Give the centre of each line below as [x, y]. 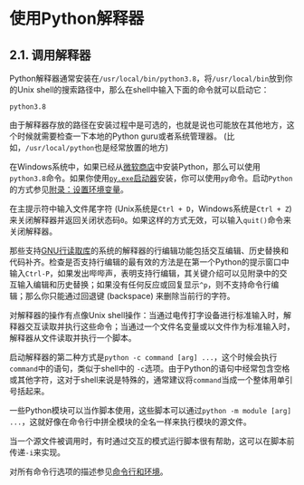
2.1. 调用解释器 [50, 55]
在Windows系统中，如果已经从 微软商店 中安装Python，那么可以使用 [135, 167]
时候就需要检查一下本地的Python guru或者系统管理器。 [119, 136]
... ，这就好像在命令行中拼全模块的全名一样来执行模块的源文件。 [130, 422]
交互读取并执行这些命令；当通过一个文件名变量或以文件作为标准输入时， [160, 326]
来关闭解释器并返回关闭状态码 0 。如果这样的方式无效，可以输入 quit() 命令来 [151, 220]
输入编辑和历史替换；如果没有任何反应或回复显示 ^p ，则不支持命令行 [144, 285]
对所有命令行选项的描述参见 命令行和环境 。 [89, 471]
